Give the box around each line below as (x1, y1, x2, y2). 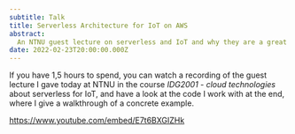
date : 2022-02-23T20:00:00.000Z (9, 46, 128, 55)
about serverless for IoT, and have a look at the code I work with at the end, (9, 89, 285, 100)
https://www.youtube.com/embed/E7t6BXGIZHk (9, 115, 185, 126)
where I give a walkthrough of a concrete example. (9, 98, 195, 108)
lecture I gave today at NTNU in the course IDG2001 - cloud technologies (9, 79, 276, 90)
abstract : (9, 29, 46, 38)
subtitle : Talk (9, 12, 66, 22)
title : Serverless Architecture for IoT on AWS (9, 21, 189, 30)
